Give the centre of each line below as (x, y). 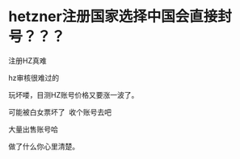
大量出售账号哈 (33, 129)
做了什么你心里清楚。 (44, 146)
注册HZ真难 (27, 61)
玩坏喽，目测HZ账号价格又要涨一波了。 (74, 94)
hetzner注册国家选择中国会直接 (113, 17)
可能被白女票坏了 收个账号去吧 (60, 112)
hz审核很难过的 (34, 77)
